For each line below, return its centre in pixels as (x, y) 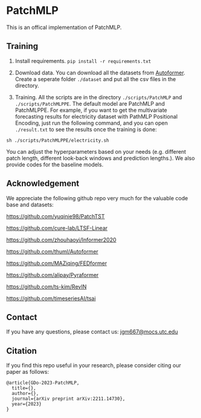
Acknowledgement (43, 184)
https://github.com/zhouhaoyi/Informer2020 (61, 240)
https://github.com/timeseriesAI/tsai (51, 298)
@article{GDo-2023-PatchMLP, (43, 383)
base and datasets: (30, 204)
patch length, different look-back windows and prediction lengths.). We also (101, 158)
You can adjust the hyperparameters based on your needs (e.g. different (96, 151)
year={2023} (27, 404)
